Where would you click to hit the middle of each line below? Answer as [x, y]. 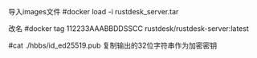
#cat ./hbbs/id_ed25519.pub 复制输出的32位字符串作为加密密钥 [113, 45]
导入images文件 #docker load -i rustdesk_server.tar [94, 12]
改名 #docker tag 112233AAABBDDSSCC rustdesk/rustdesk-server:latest [128, 29]
